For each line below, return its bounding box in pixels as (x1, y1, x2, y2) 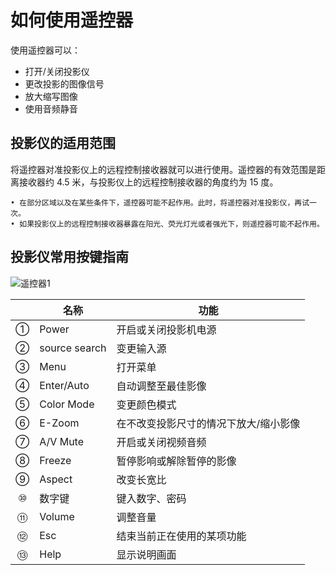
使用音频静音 (24, 102, 78, 115)
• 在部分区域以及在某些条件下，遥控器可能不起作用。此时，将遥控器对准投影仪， (10, 197, 295, 208)
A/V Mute (39, 434, 85, 448)
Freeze (39, 453, 72, 467)
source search (39, 341, 107, 355)
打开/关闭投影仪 (24, 65, 90, 77)
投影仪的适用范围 (10, 135, 116, 152)
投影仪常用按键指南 (10, 249, 129, 266)
